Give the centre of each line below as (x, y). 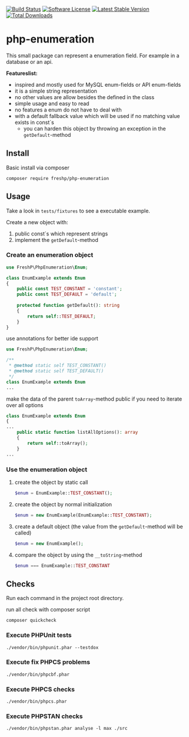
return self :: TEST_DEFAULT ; (62, 316)
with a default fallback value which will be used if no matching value (97, 116)
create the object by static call (51, 482)
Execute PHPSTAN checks (44, 716)
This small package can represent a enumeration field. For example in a (93, 55)
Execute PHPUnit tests (39, 636)
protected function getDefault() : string (68, 306)
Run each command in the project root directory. (65, 598)
